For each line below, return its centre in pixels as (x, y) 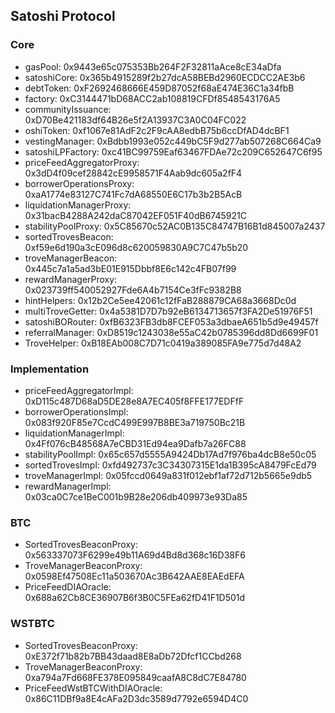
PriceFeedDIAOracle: (68, 587)
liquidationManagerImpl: (74, 433)
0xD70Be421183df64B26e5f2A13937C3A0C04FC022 (135, 120)
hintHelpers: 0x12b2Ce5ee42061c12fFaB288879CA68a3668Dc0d (160, 300)
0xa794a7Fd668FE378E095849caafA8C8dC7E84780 (135, 677)
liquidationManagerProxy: (78, 205)
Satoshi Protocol (63, 16)
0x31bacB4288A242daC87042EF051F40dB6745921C (135, 215)
